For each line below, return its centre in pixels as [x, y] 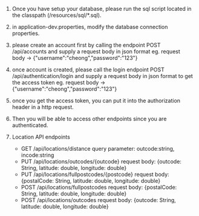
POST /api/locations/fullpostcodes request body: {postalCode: [99, 187]
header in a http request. [43, 107]
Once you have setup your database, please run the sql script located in [102, 9]
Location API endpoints [41, 137]
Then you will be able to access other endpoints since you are [89, 119]
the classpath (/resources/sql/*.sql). [57, 15]
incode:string [38, 155]
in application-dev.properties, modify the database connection [90, 27]
